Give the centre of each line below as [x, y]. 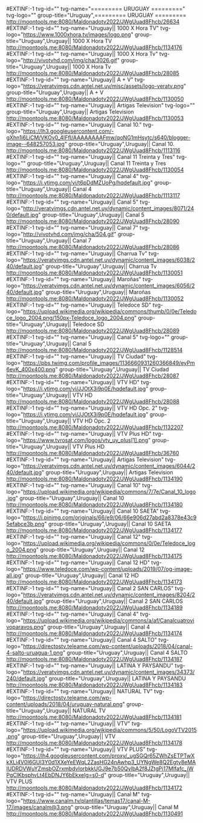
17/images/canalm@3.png [39, 807]
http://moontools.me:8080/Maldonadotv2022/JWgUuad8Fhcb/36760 [93, 453]
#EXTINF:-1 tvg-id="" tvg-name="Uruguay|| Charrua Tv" [77, 253]
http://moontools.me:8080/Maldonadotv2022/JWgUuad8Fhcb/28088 [93, 402]
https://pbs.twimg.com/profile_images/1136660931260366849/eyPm [109, 363]
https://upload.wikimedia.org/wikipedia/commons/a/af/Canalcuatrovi [109, 620]
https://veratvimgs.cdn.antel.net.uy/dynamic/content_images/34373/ [109, 672]
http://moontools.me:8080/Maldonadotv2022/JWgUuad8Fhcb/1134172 [94, 788]
